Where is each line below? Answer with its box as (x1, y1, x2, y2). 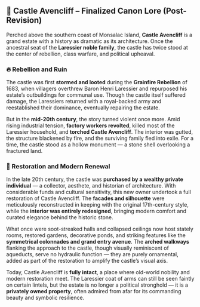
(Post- (163, 6, 187, 16)
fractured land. (6, 148, 43, 155)
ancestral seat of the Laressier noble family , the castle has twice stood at (6, 44, 188, 51)
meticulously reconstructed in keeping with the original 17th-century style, (6, 201, 189, 208)
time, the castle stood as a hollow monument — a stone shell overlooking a (6, 141, 190, 148)
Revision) (6, 16, 42, 26)
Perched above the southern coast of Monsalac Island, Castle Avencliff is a (6, 31, 193, 38)
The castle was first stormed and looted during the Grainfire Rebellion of (6, 79, 188, 86)
